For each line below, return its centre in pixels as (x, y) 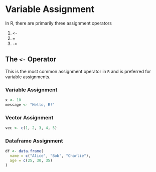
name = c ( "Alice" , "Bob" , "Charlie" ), (50, 156)
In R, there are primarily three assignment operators (58, 23)
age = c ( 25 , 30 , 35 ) (31, 161)
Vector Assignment (29, 117)
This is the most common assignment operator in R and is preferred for (78, 71)
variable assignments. (28, 77)
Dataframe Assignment (34, 140)
